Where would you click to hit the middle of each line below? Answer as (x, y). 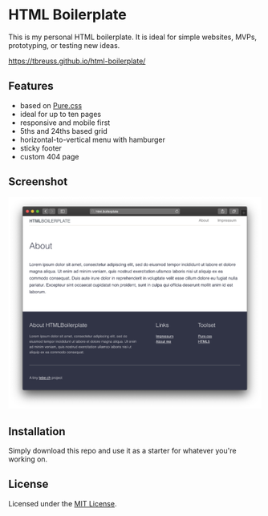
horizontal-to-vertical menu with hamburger (93, 139)
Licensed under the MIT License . (63, 503)
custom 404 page (49, 156)
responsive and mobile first (65, 123)
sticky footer (41, 148)
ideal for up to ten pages (61, 114)
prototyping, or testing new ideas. (64, 45)
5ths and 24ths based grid (64, 131)
